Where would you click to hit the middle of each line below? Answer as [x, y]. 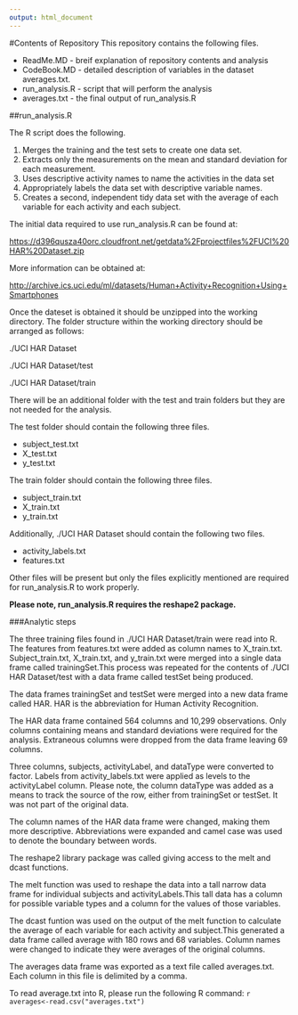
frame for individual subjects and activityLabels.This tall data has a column [146, 894]
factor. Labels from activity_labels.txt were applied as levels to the [130, 775]
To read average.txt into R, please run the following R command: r [130, 993]
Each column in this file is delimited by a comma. [98, 976]
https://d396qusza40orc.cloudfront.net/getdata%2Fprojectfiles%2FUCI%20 [149, 241]
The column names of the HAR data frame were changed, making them [140, 822]
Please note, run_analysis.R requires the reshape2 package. [123, 604]
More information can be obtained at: [77, 267]
